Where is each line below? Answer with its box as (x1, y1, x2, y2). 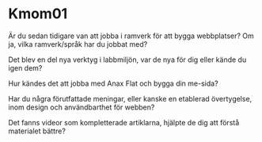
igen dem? (8, 63, 43, 72)
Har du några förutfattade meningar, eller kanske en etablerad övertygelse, (8, 94, 253, 103)
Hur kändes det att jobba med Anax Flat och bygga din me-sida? (8, 79, 219, 88)
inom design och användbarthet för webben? (8, 102, 155, 112)
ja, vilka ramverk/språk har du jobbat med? (8, 39, 148, 48)
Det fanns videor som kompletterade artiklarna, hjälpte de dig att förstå (8, 117, 240, 127)
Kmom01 (8, 5, 68, 23)
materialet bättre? (8, 126, 66, 136)
